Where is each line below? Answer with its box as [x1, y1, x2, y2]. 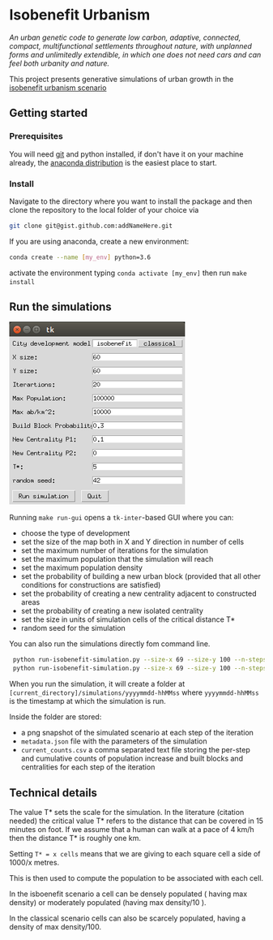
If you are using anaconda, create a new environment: [9, 236, 190, 246]
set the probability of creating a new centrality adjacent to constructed [20, 589, 258, 598]
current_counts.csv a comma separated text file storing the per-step [20, 745, 250, 755]
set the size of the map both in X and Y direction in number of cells [20, 537, 245, 547]
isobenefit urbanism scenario [9, 83, 107, 93]
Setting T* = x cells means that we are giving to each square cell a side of [9, 849, 262, 859]
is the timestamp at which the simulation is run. [9, 696, 167, 706]
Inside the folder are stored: [9, 712, 102, 722]
